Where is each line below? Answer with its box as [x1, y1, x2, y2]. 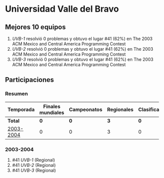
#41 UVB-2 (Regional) [12, 162, 56, 168]
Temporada [7, 106, 35, 113]
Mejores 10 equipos [5, 23, 66, 31]
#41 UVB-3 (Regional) [12, 167, 56, 173]
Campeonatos [69, 106, 102, 113]
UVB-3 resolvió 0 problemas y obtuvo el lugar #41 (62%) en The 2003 [12, 57, 154, 62]
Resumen [5, 90, 28, 97]
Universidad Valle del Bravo [5, 3, 119, 15]
